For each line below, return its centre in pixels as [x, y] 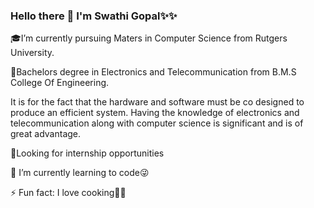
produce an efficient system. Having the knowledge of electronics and [155, 113]
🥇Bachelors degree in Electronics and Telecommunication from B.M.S [153, 72]
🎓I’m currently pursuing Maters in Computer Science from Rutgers [149, 38]
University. [32, 53]
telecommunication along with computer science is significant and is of [157, 123]
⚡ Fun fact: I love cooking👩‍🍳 [68, 193]
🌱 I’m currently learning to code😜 [80, 173]
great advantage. [46, 134]
